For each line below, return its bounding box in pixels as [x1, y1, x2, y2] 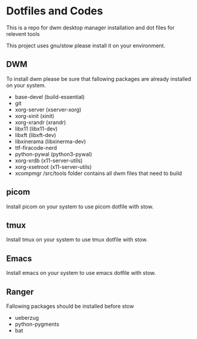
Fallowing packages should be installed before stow [6, 302, 134, 310]
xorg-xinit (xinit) [14, 112, 54, 119]
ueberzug [14, 314, 39, 321]
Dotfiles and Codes [6, 4, 104, 18]
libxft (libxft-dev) [14, 131, 56, 138]
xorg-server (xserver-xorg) [14, 106, 82, 113]
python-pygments [14, 320, 60, 328]
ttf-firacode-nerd [14, 144, 57, 151]
